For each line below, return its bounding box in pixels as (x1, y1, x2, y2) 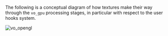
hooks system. (5, 15, 36, 21)
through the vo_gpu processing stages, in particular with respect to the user (5, 10, 163, 16)
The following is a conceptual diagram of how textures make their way (5, 5, 153, 10)
